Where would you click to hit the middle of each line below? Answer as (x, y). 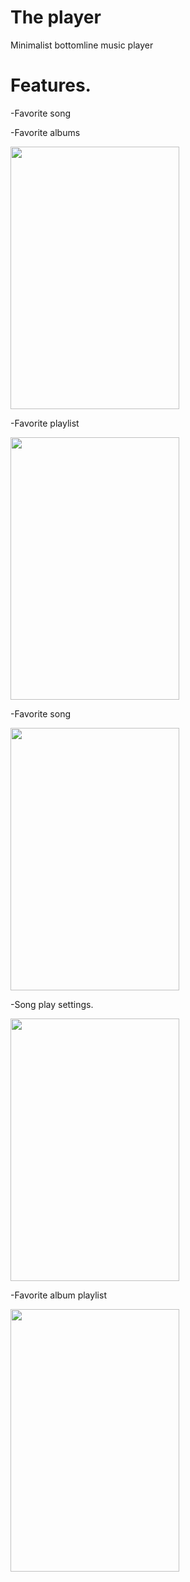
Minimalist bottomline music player (82, 45)
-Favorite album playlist (58, 1295)
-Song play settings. (52, 1004)
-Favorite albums (45, 132)
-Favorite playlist (45, 423)
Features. (51, 85)
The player (56, 17)
